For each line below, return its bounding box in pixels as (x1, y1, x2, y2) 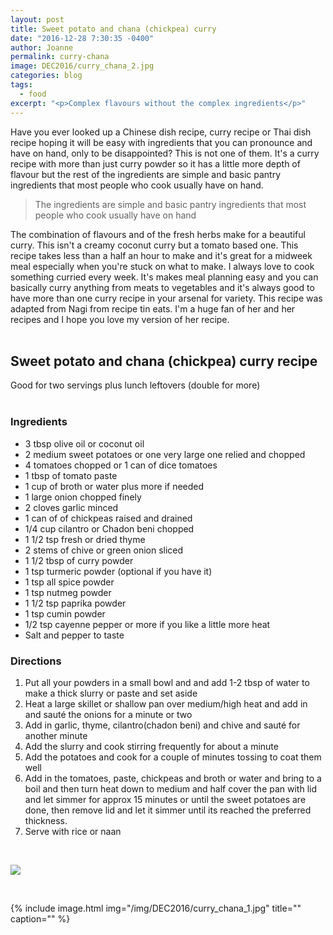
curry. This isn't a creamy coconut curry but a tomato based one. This (10, 239, 299, 251)
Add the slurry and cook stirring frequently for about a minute (24, 740, 279, 752)
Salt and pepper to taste (24, 629, 125, 641)
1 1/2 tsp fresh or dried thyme (24, 533, 146, 545)
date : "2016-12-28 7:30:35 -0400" (10, 33, 155, 43)
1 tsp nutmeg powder (24, 586, 112, 598)
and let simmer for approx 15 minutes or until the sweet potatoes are (24, 793, 307, 805)
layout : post (10, 14, 65, 25)
